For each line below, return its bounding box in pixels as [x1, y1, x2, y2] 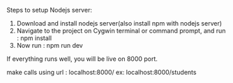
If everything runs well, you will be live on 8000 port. [6, 55, 158, 63]
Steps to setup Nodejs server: [6, 6, 92, 14]
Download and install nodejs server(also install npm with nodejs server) [16, 19, 223, 27]
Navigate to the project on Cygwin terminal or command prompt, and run [16, 27, 226, 35]
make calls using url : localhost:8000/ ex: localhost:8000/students [6, 68, 197, 76]
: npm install [16, 34, 52, 42]
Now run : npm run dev [16, 41, 83, 49]
